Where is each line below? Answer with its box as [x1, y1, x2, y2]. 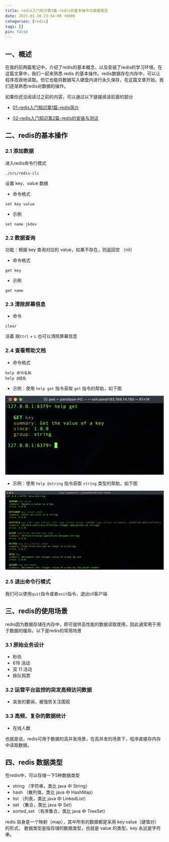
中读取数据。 [5, 742, 32, 748]
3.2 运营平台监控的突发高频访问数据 [5, 686, 92, 693]
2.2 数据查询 [5, 234, 36, 241]
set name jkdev [5, 221, 37, 226]
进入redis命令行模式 [5, 160, 47, 166]
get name [5, 288, 24, 293]
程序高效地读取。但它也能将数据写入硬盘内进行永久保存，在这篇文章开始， [5, 76, 159, 83]
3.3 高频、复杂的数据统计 [5, 713, 66, 720]
